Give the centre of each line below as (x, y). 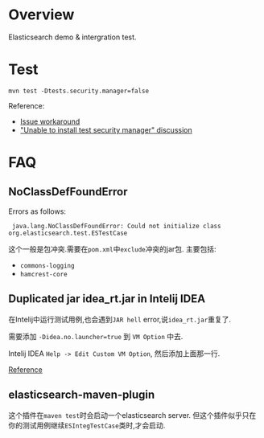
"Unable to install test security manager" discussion (106, 129)
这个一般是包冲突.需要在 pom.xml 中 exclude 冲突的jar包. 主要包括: (112, 249)
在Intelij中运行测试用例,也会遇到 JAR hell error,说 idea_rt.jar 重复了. (120, 319)
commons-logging (47, 266)
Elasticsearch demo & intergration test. (72, 37)
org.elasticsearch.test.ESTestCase (68, 233)
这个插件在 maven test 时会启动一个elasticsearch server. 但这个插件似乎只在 (132, 415)
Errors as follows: (37, 211)
